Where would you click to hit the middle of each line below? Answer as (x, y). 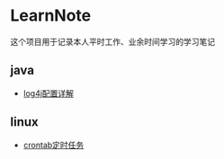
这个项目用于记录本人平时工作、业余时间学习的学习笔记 (112, 41)
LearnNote (51, 16)
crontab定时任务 (54, 145)
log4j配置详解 (49, 93)
